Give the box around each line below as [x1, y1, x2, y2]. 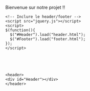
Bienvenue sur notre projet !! [5, 5, 65, 10]
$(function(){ [5, 28, 36, 33]
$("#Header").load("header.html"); [10, 32, 86, 37]
